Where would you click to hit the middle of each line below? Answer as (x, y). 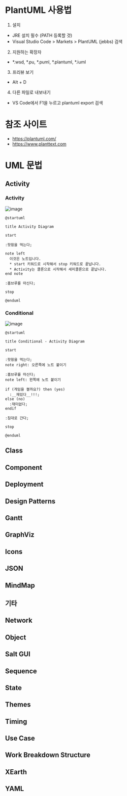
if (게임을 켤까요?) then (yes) (35, 390)
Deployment (24, 484)
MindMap (20, 585)
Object (16, 637)
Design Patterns (30, 501)
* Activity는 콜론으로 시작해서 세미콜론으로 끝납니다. (58, 269)
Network (19, 621)
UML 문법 (24, 166)
